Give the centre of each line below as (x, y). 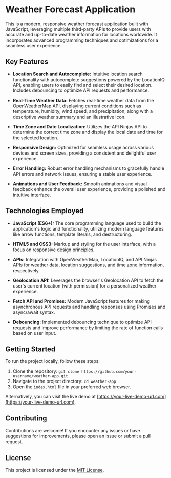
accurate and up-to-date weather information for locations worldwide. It (81, 34)
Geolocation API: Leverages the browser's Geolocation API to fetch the (88, 280)
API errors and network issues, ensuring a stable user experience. (82, 174)
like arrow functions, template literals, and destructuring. (72, 234)
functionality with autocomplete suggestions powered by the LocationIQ (89, 79)
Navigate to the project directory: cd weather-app (64, 381)
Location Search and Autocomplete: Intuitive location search (78, 74)
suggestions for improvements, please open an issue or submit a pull (78, 436)
